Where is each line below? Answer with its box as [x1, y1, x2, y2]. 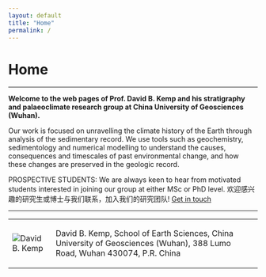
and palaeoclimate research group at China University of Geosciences [8, 102, 244, 112]
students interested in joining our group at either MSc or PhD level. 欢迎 [8, 184, 241, 194]
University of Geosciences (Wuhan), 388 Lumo [55, 238, 231, 249]
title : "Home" [8, 19, 55, 27]
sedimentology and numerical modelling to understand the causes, [8, 143, 226, 153]
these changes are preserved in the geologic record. [8, 160, 180, 169]
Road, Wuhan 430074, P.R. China [55, 248, 180, 259]
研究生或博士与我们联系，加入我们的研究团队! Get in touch [21, 195, 212, 204]
